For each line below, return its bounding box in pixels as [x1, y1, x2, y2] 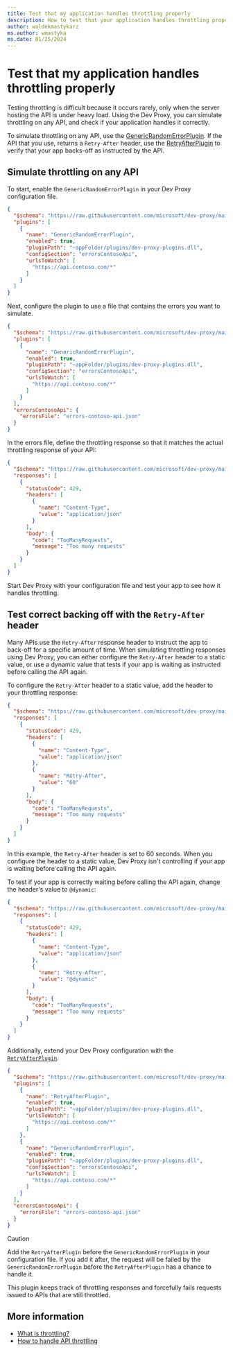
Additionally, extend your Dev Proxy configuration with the [7, 1046, 174, 1055]
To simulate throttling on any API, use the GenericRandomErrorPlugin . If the [7, 132, 223, 140]
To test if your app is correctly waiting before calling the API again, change [7, 878, 221, 886]
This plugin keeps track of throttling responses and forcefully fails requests [7, 1283, 222, 1292]
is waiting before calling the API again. [7, 864, 116, 872]
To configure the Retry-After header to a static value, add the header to [7, 681, 214, 689]
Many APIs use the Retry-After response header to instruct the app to [7, 638, 208, 646]
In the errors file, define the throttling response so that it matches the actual [7, 438, 223, 447]
